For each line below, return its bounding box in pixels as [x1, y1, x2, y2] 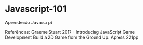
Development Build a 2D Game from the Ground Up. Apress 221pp [5, 34, 139, 40]
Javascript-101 [5, 3, 67, 15]
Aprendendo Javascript [5, 20, 53, 25]
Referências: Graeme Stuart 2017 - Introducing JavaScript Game [5, 29, 135, 35]
